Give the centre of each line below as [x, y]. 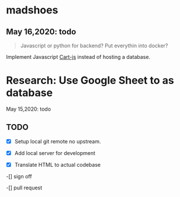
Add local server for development [55, 153]
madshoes [32, 10]
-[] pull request [24, 188]
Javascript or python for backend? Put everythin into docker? [94, 45]
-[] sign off [19, 176]
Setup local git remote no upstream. [58, 141]
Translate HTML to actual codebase [58, 164]
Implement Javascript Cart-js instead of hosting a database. [78, 57]
